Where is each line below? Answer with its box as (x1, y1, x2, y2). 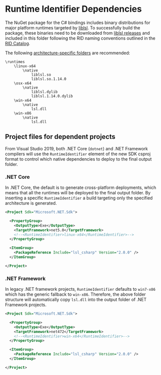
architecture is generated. (5, 200, 57, 206)
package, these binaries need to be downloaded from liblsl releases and (5, 30, 150, 36)
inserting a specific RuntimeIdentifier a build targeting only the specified (5, 195, 153, 201)
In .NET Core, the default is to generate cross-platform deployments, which (5, 185, 157, 190)
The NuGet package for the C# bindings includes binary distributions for (5, 20, 150, 25)
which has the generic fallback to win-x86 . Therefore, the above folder (5, 291, 146, 297)
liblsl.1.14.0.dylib (31, 94, 73, 98)
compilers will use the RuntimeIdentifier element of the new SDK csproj (5, 151, 151, 157)
